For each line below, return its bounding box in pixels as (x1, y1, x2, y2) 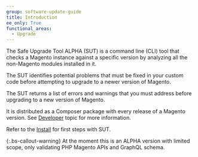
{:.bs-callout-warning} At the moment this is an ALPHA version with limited (6, 137, 190, 144)
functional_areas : (6, 25, 52, 32)
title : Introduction (6, 14, 58, 20)
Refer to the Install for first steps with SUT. (6, 126, 111, 133)
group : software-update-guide (6, 8, 82, 15)
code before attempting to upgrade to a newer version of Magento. (6, 78, 172, 86)
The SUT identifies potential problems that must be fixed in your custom (6, 72, 184, 79)
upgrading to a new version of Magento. (6, 96, 105, 104)
